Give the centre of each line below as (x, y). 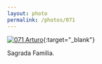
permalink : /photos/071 (41, 20)
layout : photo (28, 13)
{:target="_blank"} (69, 39)
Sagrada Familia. (31, 53)
